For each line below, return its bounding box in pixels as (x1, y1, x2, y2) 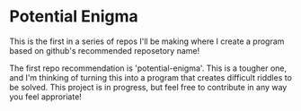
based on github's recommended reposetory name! (9, 45, 200, 55)
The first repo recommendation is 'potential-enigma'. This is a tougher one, (9, 63, 288, 73)
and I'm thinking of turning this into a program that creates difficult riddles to (9, 72, 292, 82)
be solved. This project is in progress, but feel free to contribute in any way (9, 81, 288, 92)
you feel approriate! (9, 91, 83, 102)
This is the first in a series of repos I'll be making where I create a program (9, 36, 285, 47)
